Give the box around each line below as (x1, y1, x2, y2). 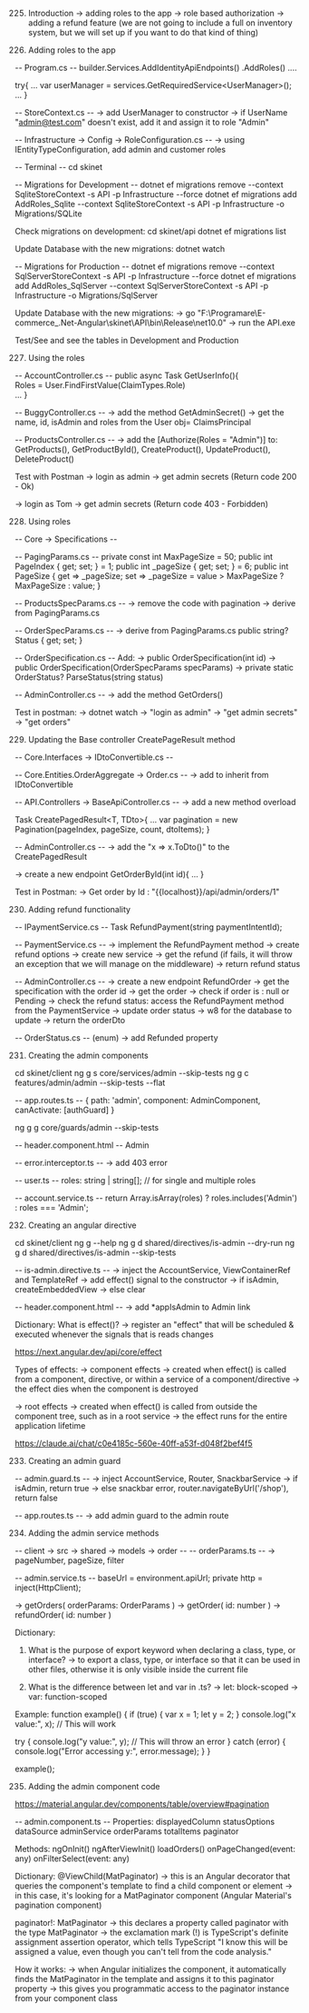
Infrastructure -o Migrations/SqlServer (14, 290, 159, 301)
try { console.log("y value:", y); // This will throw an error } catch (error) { (14, 1736, 286, 1747)
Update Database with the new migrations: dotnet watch (14, 244, 226, 254)
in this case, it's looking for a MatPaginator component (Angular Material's (14, 1890, 293, 1900)
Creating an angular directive (27, 1220, 137, 1231)
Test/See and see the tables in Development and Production (14, 335, 239, 345)
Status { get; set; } (14, 635, 83, 645)
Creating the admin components (27, 1050, 149, 1061)
